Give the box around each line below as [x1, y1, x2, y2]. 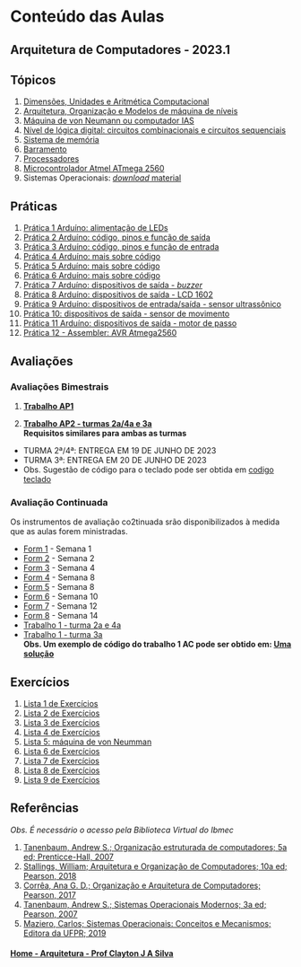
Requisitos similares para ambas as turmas [22, 427, 187, 438]
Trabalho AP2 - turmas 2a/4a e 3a [22, 418, 152, 428]
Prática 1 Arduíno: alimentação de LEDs [22, 223, 168, 233]
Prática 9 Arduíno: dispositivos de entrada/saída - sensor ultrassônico [22, 299, 281, 310]
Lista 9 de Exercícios [22, 775, 100, 785]
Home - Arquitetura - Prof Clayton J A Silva [10, 948, 174, 959]
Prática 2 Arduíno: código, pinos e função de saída [22, 232, 211, 243]
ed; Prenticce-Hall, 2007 [22, 851, 115, 862]
